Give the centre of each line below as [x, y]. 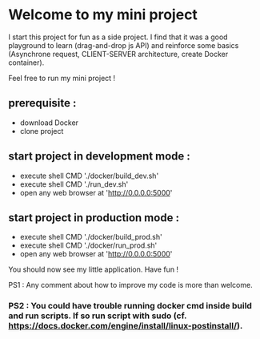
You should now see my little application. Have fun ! [93, 269]
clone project [42, 131]
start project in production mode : [94, 218]
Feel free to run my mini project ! [62, 78]
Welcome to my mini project [103, 15]
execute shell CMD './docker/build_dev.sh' [89, 176]
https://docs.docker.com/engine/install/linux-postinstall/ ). [126, 326]
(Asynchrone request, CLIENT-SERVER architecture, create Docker [118, 54]
